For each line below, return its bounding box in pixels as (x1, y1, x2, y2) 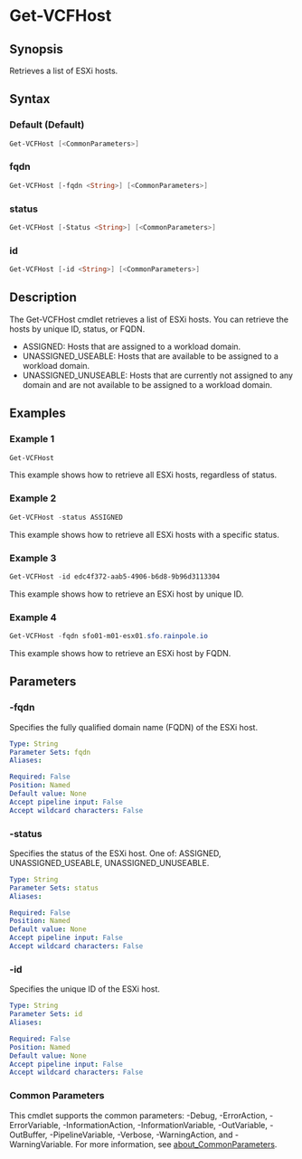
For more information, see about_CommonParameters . (75, 1138, 278, 1149)
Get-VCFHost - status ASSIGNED (9, 513, 124, 522)
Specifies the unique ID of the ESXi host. (9, 984, 161, 994)
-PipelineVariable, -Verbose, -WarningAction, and (49, 1129, 233, 1140)
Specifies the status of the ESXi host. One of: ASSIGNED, (9, 847, 222, 859)
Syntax (9, 91, 51, 107)
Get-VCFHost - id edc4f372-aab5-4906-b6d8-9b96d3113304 (9, 571, 221, 581)
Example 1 (9, 433, 55, 446)
